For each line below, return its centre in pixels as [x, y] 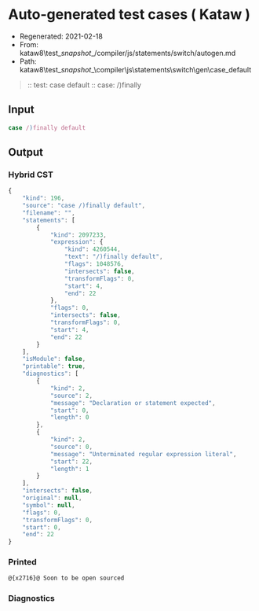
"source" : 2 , [71, 396]
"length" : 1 [69, 469]
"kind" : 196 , [44, 198]
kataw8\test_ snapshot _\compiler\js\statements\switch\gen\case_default [135, 69]
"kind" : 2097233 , [78, 235]
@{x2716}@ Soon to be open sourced [66, 578]
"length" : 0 [69, 418]
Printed [22, 562]
